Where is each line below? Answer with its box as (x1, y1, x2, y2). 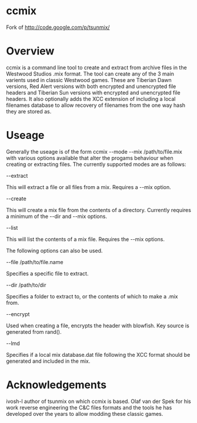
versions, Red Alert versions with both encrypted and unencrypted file (6, 83, 176, 90)
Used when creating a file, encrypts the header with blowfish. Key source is (6, 322, 189, 329)
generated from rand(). (6, 328, 62, 335)
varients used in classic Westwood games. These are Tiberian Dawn (6, 76, 172, 83)
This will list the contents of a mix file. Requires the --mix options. (6, 235, 165, 243)
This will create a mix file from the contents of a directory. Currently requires (6, 206, 191, 213)
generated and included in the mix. (6, 357, 91, 365)
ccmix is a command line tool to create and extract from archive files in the (6, 64, 187, 71)
